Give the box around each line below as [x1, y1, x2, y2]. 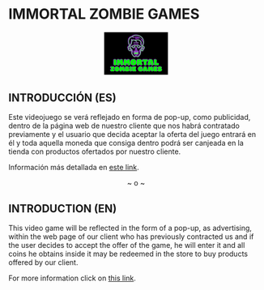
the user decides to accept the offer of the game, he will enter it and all [8, 241, 245, 250]
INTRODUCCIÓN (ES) [8, 91, 117, 104]
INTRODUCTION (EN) [8, 202, 117, 215]
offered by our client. [8, 258, 79, 267]
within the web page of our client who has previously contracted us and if [8, 232, 254, 241]
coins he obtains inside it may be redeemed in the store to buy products [8, 249, 249, 259]
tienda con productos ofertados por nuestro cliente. [8, 147, 181, 156]
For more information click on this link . [8, 273, 136, 284]
